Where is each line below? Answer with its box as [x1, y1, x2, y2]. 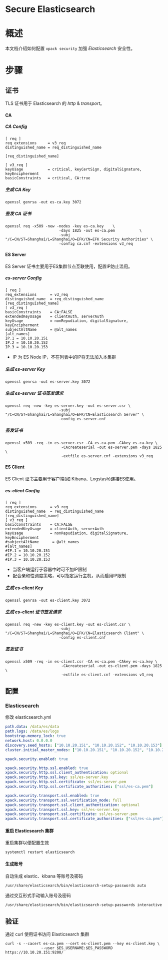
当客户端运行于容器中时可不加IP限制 [12, 566, 87, 572]
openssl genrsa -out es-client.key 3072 [5, 598, 91, 603]
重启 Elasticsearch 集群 [5, 828, 54, 834]
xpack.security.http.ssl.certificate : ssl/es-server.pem [5, 780, 126, 785]
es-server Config [5, 275, 42, 281]
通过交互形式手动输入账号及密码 [5, 892, 71, 898]
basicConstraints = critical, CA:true [5, 175, 91, 180]
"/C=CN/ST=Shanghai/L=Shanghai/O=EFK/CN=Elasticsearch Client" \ [5, 631, 144, 636]
